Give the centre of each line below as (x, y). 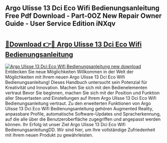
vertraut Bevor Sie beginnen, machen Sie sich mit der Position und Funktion (83, 93)
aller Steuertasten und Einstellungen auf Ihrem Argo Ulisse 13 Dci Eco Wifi (81, 98)
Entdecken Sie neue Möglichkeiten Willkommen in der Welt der (69, 72)
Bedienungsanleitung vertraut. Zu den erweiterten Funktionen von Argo (78, 103)
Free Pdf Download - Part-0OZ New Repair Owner (83, 16)
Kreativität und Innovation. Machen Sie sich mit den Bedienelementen (76, 87)
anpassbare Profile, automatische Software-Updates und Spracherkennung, (83, 114)
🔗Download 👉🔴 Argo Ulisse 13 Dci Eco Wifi (74, 44)
